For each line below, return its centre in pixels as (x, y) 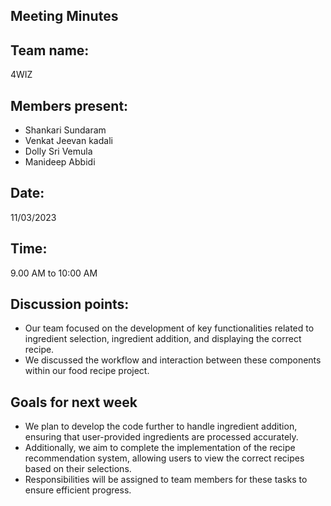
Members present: (69, 105)
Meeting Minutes (64, 16)
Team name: (50, 50)
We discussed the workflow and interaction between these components (173, 360)
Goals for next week (74, 402)
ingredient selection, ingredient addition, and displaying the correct (163, 339)
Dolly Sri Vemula (58, 151)
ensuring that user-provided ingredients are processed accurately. (161, 437)
